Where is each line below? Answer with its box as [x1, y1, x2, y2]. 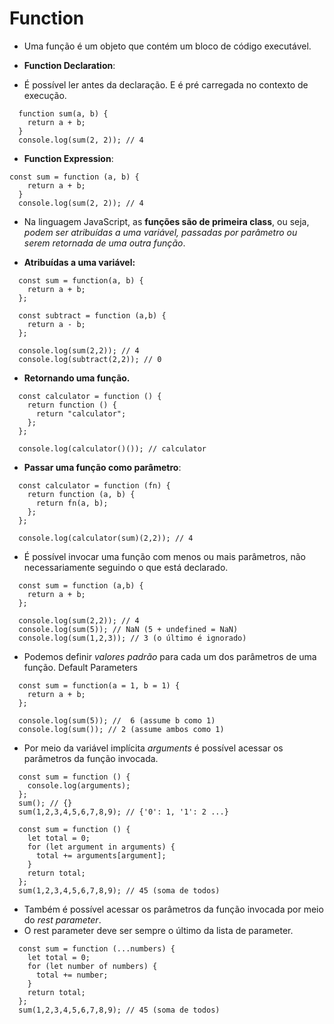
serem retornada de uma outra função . [23, 237, 186, 249]
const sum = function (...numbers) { [18, 943, 176, 954]
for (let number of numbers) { [27, 961, 158, 971]
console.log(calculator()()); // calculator [18, 443, 207, 454]
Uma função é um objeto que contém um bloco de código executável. [23, 40, 312, 52]
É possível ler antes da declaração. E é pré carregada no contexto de [23, 78, 309, 91]
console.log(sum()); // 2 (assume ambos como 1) [18, 724, 225, 734]
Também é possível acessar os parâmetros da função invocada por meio [23, 903, 324, 915]
